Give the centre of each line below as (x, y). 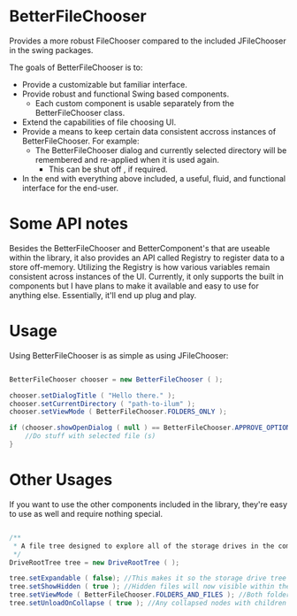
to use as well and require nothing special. (86, 513)
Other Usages (61, 480)
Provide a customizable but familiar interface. (104, 84)
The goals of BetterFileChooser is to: (76, 67)
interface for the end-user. (70, 188)
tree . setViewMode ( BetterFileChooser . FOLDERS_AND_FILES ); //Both (136, 595)
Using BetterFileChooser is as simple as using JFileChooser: (119, 355)
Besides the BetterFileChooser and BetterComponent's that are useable (140, 248)
